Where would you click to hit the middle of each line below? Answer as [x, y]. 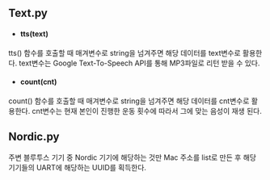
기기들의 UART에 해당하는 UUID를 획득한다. [78, 167]
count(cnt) [38, 82]
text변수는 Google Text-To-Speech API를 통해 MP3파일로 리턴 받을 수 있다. [139, 63]
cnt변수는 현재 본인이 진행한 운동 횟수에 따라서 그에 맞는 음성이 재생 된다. [147, 111]
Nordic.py [34, 137]
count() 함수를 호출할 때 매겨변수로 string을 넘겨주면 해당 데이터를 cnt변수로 [129, 101]
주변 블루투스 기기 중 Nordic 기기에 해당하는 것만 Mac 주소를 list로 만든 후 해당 [133, 157]
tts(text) [34, 33]
